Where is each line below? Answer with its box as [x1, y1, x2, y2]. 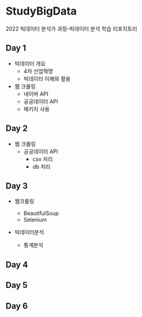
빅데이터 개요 [14, 59, 46, 67]
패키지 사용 [23, 105, 50, 113]
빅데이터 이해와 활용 [23, 75, 71, 82]
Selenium [23, 216, 47, 224]
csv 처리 [32, 155, 53, 162]
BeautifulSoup [23, 210, 59, 217]
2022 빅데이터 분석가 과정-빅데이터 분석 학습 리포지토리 [5, 25, 137, 32]
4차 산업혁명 [23, 67, 53, 75]
